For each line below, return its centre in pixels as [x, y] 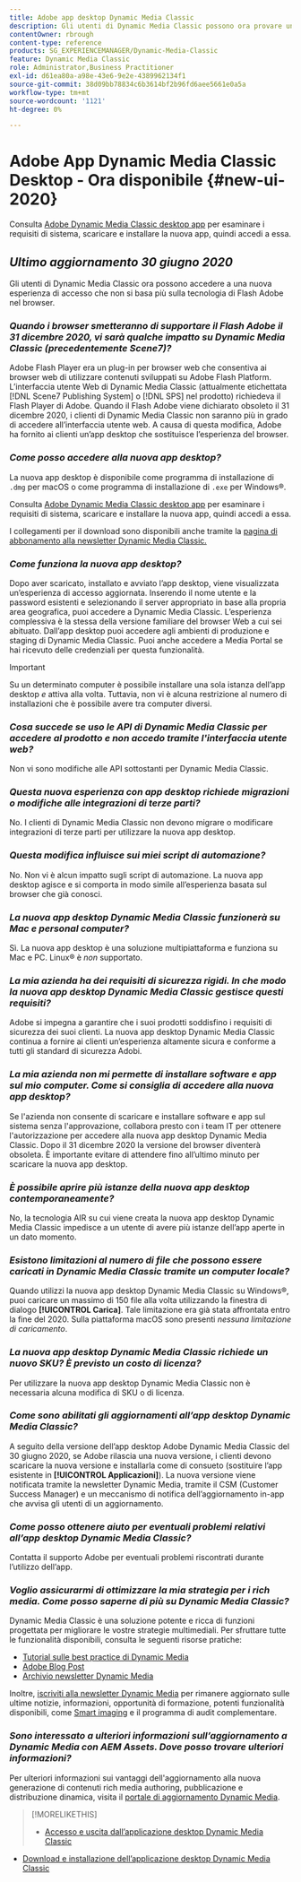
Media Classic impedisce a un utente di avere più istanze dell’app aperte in [147, 1227]
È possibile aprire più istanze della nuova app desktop [130, 1187]
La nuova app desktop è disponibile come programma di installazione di [142, 477]
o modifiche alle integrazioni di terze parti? [105, 803]
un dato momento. [43, 1237]
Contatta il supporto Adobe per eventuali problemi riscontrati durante [137, 1558]
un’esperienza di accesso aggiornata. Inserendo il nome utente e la [133, 592]
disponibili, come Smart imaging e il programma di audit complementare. [143, 1713]
